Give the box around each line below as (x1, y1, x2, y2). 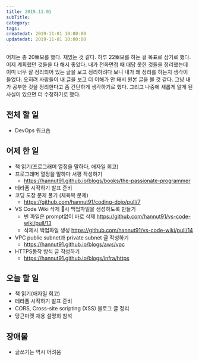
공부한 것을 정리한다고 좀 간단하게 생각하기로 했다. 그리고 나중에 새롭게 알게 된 (12, 83, 193, 90)
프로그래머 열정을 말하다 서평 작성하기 (14, 170, 103, 178)
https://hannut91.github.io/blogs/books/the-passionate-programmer (23, 177, 191, 184)
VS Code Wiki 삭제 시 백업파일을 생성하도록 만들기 (14, 205, 136, 212)
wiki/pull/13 (23, 219, 52, 226)
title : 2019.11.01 (6, 8, 52, 15)
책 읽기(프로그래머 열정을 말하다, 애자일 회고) (14, 163, 119, 170)
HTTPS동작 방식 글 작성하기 (14, 248, 80, 255)
